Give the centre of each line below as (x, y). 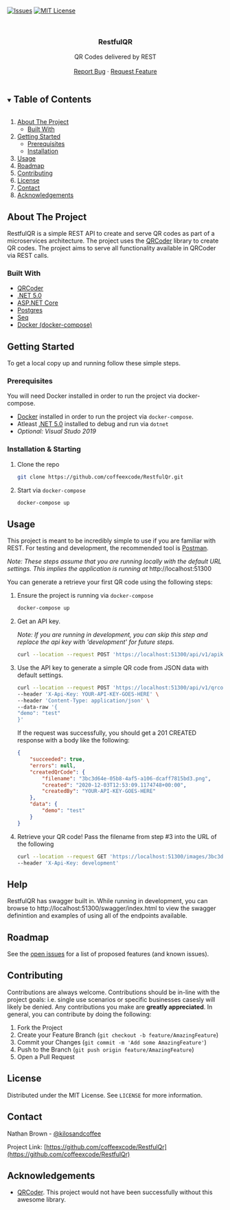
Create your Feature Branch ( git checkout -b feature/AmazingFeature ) (118, 1035)
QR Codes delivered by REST (115, 57)
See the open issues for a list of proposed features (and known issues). (108, 954)
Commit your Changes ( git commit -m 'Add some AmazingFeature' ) (112, 1042)
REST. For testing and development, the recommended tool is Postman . (108, 548)
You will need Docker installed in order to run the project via (92, 396)
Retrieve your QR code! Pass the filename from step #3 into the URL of (117, 836)
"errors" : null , (53, 765)
